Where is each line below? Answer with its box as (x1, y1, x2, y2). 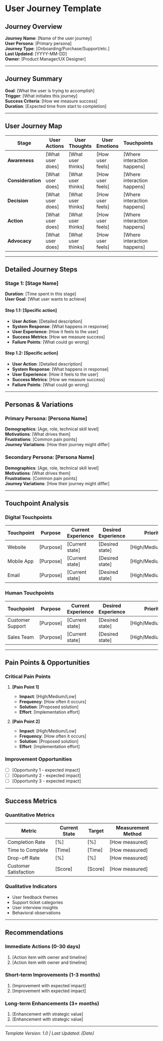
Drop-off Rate (7, 855, 40, 861)
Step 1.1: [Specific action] (5, 307, 57, 313)
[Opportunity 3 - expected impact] (12, 778, 81, 784)
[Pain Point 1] (12, 684, 39, 690)
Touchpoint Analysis (5, 499, 69, 508)
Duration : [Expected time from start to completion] (5, 103, 107, 109)
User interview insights (12, 904, 58, 910)
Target (88, 827, 104, 834)
